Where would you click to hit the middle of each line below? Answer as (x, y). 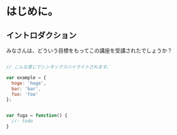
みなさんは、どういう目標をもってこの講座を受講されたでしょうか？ (89, 51)
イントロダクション (41, 35)
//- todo (22, 121)
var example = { (26, 78)
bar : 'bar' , (26, 89)
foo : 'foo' (25, 94)
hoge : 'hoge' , (29, 83)
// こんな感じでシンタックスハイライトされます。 (59, 67)
